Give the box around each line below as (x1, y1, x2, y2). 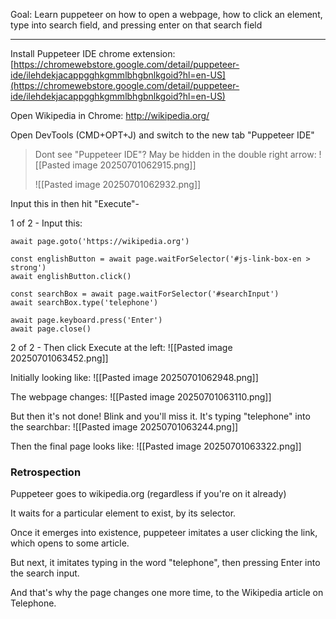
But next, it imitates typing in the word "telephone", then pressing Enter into (10, 557, 321, 569)
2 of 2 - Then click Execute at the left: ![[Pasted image (10, 342, 233, 353)
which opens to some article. (10, 537, 130, 549)
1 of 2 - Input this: (10, 217, 83, 229)
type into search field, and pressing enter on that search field (10, 19, 263, 31)
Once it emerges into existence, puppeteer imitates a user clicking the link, (10, 527, 318, 539)
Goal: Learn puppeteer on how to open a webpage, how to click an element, (10, 9, 323, 20)
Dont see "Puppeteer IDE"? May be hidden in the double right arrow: (34, 149, 317, 160)
